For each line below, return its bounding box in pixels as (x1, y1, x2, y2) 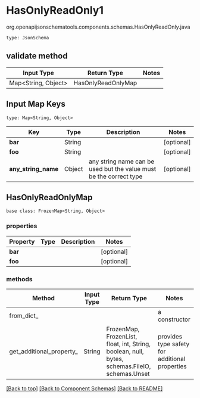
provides (157, 332, 183, 340)
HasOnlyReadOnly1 (6, 4, 104, 17)
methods (6, 275, 33, 283)
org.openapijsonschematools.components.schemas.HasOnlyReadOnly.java (6, 23, 190, 30)
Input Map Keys (6, 99, 65, 109)
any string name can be (88, 157, 155, 166)
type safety (157, 340, 190, 348)
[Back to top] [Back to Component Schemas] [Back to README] (6, 385, 163, 392)
